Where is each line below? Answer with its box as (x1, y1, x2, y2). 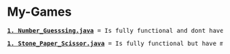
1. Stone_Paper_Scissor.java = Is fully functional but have (7, 39, 217, 47)
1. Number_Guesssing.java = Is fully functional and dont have (7, 27, 224, 34)
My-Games (7, 4, 72, 20)
